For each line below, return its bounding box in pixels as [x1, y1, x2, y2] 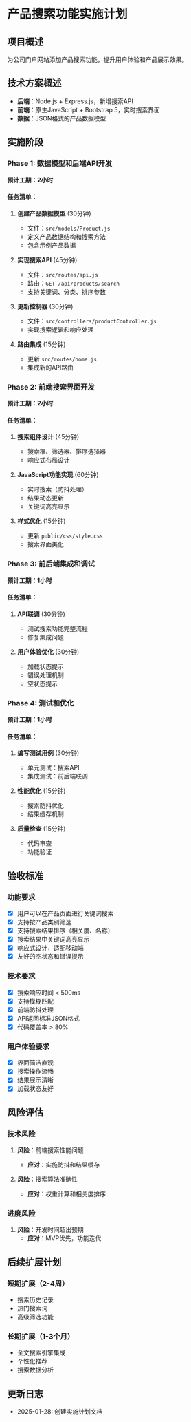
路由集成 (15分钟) [16, 340, 66, 348]
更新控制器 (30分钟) [16, 302, 74, 310]
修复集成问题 [27, 633, 64, 641]
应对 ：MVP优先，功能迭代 [27, 1234, 102, 1242]
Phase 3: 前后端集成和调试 [7, 559, 95, 569]
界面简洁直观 [16, 1059, 54, 1067]
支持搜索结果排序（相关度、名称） [16, 926, 114, 935]
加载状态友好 [16, 1085, 54, 1093]
